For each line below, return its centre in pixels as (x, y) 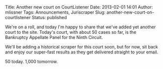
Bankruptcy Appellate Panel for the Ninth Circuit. (54, 37)
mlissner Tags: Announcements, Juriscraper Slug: (55, 12)
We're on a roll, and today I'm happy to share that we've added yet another (80, 27)
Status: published (49, 17)
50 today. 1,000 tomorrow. (31, 61)
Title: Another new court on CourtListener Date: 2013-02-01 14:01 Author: (79, 7)
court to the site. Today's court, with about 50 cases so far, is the (71, 32)
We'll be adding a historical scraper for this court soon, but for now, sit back (81, 47)
